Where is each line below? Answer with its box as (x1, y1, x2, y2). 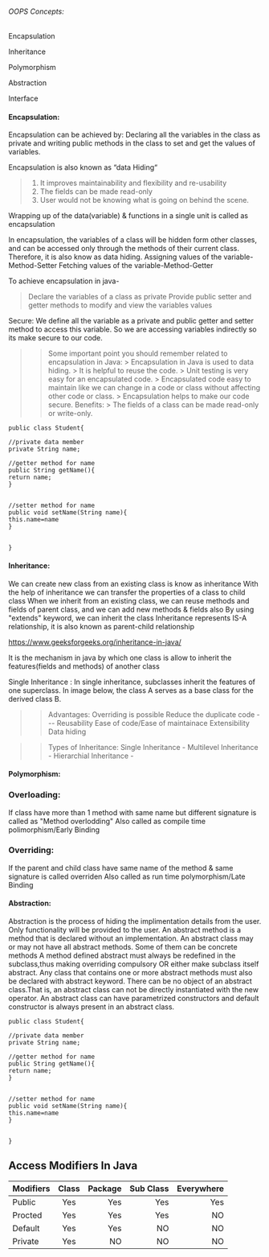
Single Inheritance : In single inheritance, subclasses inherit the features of (8, 677, 255, 686)
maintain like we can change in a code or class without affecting (47, 383, 261, 393)
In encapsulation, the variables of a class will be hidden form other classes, (8, 235, 258, 245)
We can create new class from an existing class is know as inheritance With (8, 579, 259, 588)
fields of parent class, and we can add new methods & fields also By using (8, 604, 255, 614)
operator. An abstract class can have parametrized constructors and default (8, 994, 259, 1003)
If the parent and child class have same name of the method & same (8, 863, 234, 872)
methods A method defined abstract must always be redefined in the (8, 950, 236, 960)
